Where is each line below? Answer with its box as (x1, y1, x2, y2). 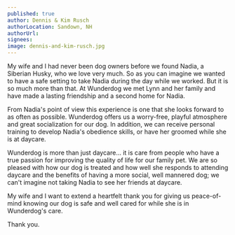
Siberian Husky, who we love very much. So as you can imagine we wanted (7, 69, 226, 78)
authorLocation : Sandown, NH (7, 23, 93, 30)
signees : (7, 36, 33, 43)
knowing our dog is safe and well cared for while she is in (23, 199, 189, 207)
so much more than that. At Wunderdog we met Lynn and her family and (7, 85, 216, 92)
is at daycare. (7, 135, 47, 143)
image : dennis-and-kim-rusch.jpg (7, 43, 105, 50)
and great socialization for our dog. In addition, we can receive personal (7, 120, 215, 128)
